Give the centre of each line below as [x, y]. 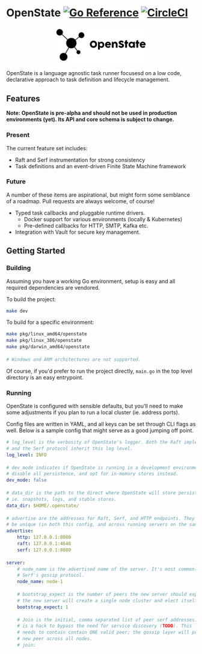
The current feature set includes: [47, 148]
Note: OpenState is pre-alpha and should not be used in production [92, 113]
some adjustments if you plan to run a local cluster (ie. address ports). [93, 412]
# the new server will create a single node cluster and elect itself [107, 601]
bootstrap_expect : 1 [43, 607]
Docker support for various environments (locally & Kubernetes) [103, 219]
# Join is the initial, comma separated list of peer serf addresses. [107, 620]
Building [19, 268]
